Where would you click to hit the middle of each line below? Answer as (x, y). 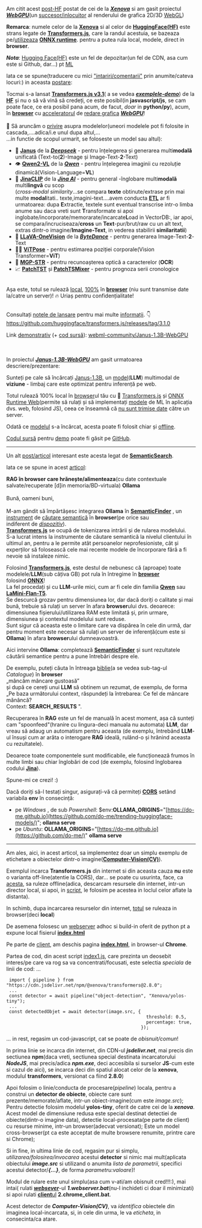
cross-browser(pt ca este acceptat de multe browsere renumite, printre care (101, 1133)
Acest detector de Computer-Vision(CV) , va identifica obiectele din (90, 1206)
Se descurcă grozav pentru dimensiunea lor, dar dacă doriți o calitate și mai (100, 600)
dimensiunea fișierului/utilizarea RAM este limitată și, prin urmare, (87, 612)
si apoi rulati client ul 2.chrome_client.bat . (59, 1195)
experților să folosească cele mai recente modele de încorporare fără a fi (96, 549)
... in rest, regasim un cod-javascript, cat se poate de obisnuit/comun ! (93, 1039)
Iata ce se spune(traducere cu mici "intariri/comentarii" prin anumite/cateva (100, 76)
